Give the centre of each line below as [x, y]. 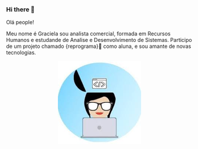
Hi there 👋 [21, 9]
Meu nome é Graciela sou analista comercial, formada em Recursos [88, 34]
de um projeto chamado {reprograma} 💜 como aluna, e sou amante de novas [99, 46]
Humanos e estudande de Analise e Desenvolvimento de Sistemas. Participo [99, 40]
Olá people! [20, 22]
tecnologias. [21, 53]
